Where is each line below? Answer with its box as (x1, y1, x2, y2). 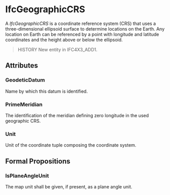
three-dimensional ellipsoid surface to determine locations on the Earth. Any (5, 25, 165, 32)
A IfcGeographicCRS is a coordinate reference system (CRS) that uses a (5, 20, 156, 26)
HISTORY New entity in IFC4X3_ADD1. (17, 46, 98, 52)
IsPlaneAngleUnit (5, 172, 49, 179)
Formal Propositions (5, 157, 71, 165)
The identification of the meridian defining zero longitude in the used (5, 112, 149, 118)
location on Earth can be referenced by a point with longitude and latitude (5, 31, 159, 37)
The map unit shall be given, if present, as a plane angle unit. (5, 183, 133, 189)
